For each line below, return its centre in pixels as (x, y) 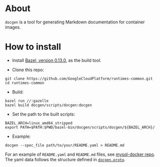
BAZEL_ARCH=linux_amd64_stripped (39, 123)
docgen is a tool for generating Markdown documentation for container (75, 22)
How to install (33, 47)
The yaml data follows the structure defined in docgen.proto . (65, 159)
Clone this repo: (28, 70)
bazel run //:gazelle (27, 101)
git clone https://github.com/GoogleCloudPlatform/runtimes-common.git (79, 78)
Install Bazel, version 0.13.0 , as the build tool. (57, 60)
